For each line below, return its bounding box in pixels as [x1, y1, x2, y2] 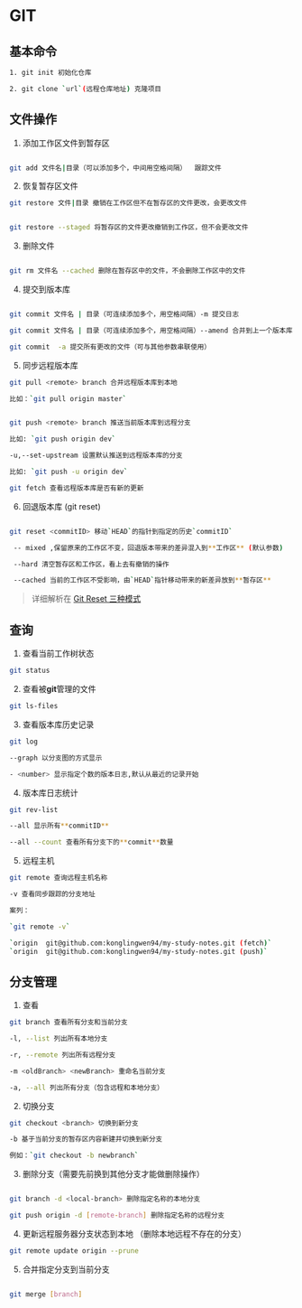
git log [9, 737, 39, 746]
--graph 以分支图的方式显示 [9, 753, 103, 762]
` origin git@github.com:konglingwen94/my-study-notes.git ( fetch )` [9, 939, 272, 948]
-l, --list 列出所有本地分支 [9, 1034, 108, 1043]
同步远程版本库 [22, 360, 78, 370]
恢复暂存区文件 [22, 181, 78, 192]
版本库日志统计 [22, 787, 78, 798]
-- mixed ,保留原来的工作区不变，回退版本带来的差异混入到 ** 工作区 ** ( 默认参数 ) [13, 543, 284, 552]
